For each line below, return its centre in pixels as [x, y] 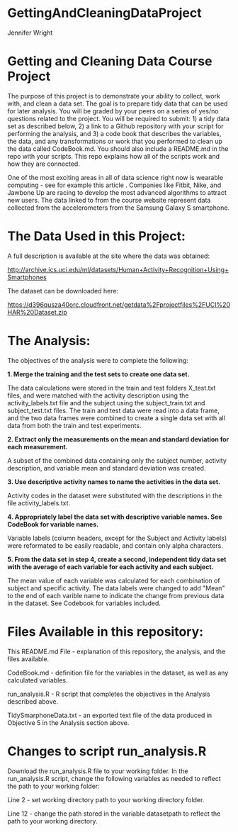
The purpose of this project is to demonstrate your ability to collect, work [114, 96]
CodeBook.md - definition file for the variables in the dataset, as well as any [118, 673]
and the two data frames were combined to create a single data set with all [116, 418]
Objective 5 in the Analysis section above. [68, 723]
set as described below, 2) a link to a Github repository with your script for [116, 126]
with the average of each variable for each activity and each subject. [110, 567]
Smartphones [27, 277]
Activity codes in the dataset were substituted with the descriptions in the [115, 495]
